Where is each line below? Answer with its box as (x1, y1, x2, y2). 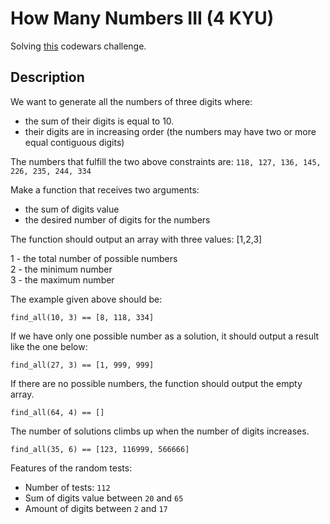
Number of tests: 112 (24, 481, 111, 493)
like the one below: (10, 340, 88, 352)
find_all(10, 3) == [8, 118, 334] (10, 312, 155, 322)
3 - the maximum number (10, 273, 115, 286)
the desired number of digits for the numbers (24, 213, 211, 226)
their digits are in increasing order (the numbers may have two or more (24, 125, 317, 137)
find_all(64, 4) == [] (10, 407, 105, 417)
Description (10, 69, 85, 86)
